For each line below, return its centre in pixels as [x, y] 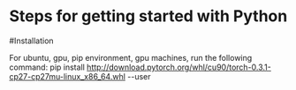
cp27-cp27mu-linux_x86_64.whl [68, 76]
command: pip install [47, 67]
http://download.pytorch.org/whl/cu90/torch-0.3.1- [179, 67]
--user [140, 76]
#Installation [32, 41]
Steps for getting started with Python [148, 16]
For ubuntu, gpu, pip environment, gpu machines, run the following [131, 57]
